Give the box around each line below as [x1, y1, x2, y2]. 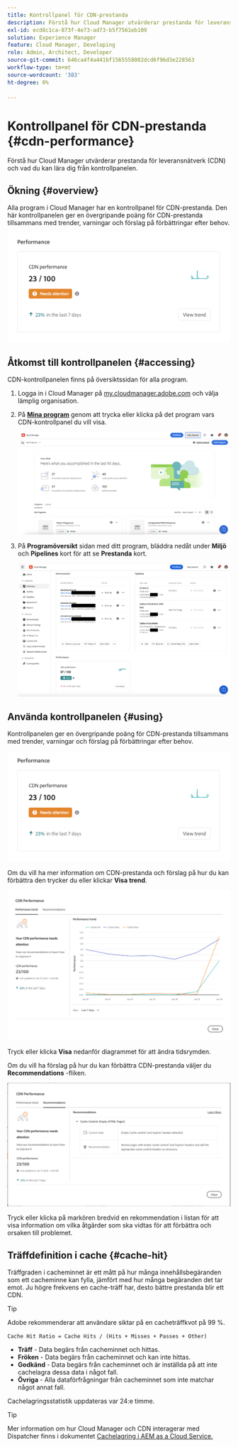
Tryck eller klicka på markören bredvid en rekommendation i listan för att [7, 1213, 220, 1222]
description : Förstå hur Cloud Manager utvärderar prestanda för [7, 18, 204, 26]
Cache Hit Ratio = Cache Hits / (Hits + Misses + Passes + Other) [7, 1333, 208, 1340]
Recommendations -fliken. [7, 1068, 86, 1077]
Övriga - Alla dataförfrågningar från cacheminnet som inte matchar [17, 1375, 215, 1384]
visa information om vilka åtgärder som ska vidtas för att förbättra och [7, 1221, 212, 1230]
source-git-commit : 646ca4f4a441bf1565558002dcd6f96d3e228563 [7, 57, 195, 64]
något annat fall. [17, 1383, 65, 1392]
